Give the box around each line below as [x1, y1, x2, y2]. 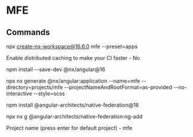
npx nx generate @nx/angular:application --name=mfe [6, 78, 141, 84]
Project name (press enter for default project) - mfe [6, 125, 132, 131]
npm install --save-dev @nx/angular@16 [6, 66, 105, 73]
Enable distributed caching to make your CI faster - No [6, 55, 140, 61]
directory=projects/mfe [6, 84, 63, 91]
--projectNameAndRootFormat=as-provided [64, 84, 173, 91]
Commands [6, 27, 51, 37]
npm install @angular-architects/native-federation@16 [6, 101, 139, 109]
